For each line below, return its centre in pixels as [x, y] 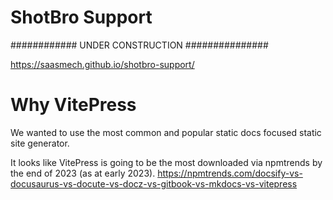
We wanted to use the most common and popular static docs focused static [166, 132]
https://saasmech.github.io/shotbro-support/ [102, 64]
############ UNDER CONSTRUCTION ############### [139, 45]
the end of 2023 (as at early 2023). [83, 173]
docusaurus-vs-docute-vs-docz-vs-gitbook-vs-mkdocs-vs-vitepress [154, 183]
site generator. [40, 143]
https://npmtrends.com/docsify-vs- [230, 173]
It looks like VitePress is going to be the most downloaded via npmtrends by [166, 162]
